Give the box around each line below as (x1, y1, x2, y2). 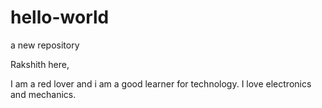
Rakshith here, (10, 58, 70, 70)
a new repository (10, 39, 80, 51)
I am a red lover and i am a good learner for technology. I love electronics (10, 77, 312, 90)
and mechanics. (10, 88, 77, 100)
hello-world (10, 6, 110, 29)
